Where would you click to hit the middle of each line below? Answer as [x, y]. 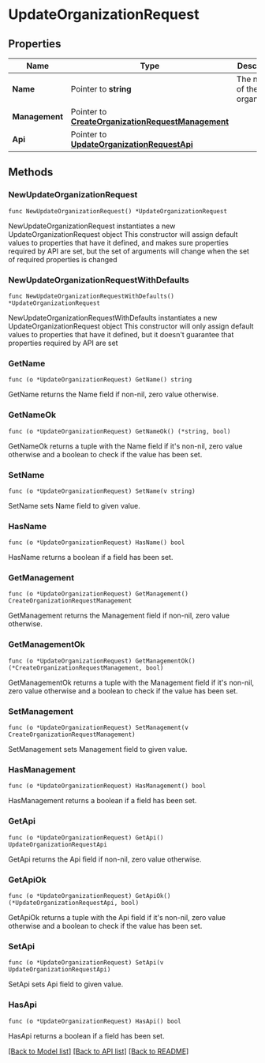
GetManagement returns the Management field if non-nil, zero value [119, 616]
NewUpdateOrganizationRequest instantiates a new [92, 226]
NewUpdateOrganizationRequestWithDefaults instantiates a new [113, 317]
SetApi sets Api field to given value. [66, 984]
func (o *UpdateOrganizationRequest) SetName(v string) [102, 491]
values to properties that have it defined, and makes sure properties [118, 242]
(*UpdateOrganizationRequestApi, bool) [74, 903]
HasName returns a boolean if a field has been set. [91, 558]
